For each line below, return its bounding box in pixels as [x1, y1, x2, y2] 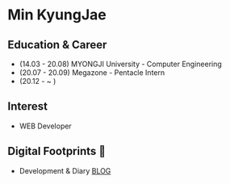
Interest [7, 99, 48, 114]
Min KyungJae [7, 6, 107, 24]
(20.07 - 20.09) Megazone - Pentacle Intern [19, 68, 165, 77]
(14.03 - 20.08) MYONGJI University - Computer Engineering [19, 59, 223, 69]
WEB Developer [19, 121, 72, 131]
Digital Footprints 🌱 [7, 144, 107, 158]
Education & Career [7, 38, 107, 52]
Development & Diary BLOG [19, 165, 111, 175]
